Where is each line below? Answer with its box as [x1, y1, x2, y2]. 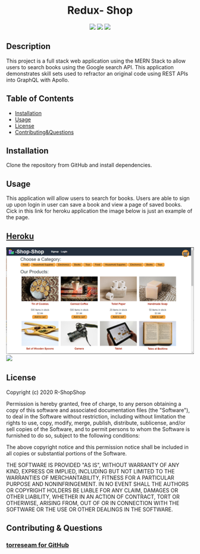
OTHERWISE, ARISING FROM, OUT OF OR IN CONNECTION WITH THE [6, 499, 180, 506]
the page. [6, 214, 30, 221]
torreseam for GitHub [6, 541, 70, 549]
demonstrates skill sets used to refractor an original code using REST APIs [6, 70, 189, 77]
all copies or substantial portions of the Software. [6, 450, 127, 457]
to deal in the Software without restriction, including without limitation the [6, 413, 186, 420]
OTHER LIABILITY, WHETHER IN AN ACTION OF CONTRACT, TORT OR [6, 493, 180, 500]
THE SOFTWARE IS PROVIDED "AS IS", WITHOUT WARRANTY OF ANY [6, 461, 180, 469]
